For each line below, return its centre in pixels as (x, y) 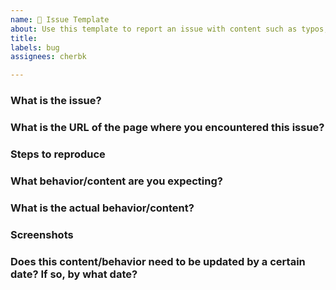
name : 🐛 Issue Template (60, 19)
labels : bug (35, 47)
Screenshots (42, 234)
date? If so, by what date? (74, 274)
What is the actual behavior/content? (102, 208)
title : (24, 38)
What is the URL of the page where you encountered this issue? (167, 127)
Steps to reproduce (58, 154)
